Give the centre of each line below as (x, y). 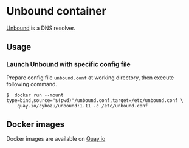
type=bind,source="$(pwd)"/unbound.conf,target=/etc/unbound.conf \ (95, 100)
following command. (32, 84)
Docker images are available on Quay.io (56, 139)
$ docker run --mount (35, 95)
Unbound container (56, 11)
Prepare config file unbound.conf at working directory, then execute (90, 78)
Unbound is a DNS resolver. (41, 28)
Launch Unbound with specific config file (68, 64)
